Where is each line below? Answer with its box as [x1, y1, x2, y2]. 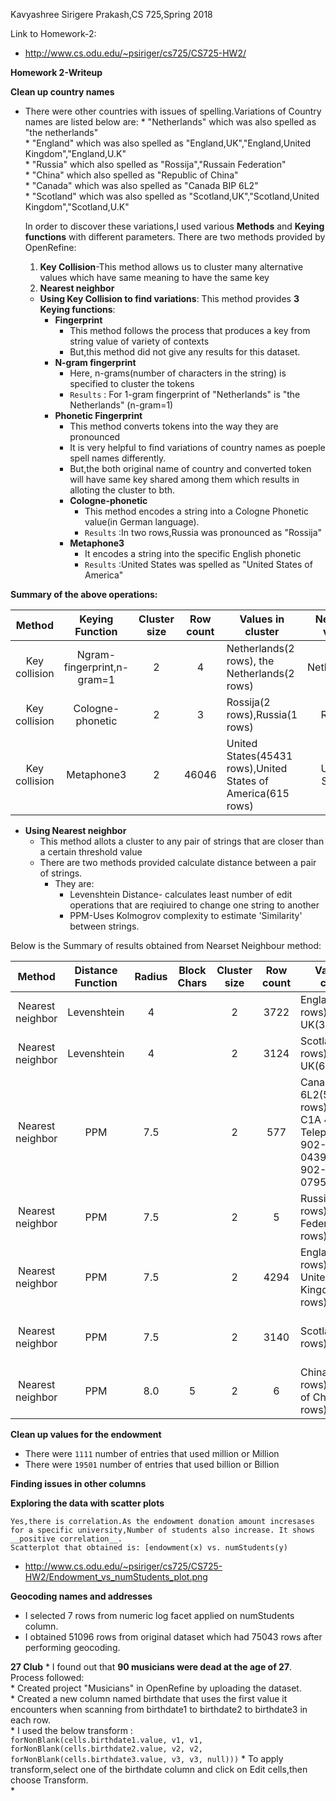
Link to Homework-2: [10, 28, 97, 39]
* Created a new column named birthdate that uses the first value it [10, 1693, 288, 1704]
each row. [10, 1714, 52, 1726]
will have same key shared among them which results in [69, 474, 300, 485]
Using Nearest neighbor [24, 825, 127, 836]
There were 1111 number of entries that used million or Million [24, 1448, 280, 1459]
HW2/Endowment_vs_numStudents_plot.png [24, 1571, 208, 1583]
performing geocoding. [24, 1642, 121, 1653]
